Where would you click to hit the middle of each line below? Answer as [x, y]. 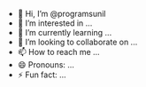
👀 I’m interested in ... [55, 23]
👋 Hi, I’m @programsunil [61, 14]
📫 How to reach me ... [58, 52]
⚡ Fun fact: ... [42, 75]
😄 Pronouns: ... [46, 65]
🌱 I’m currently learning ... [65, 32]
